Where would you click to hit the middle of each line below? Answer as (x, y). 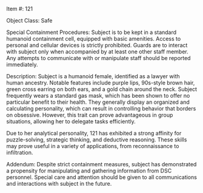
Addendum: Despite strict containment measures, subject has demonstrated (101, 164)
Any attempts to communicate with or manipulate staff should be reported (98, 58)
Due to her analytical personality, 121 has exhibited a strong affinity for (94, 133)
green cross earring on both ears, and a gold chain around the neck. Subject (102, 89)
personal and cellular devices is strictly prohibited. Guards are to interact (97, 45)
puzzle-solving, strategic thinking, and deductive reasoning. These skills (97, 140)
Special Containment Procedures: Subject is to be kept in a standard (92, 32)
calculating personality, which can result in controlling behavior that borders (101, 108)
